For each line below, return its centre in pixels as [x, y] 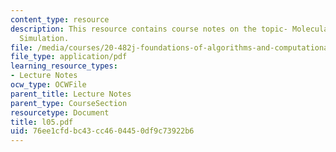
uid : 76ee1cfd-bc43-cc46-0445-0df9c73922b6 [102, 131]
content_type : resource [60, 19]
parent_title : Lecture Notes [71, 94]
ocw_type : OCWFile [48, 85]
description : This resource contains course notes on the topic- [149, 29]
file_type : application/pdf [69, 57]
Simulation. [44, 38]
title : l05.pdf [42, 122]
